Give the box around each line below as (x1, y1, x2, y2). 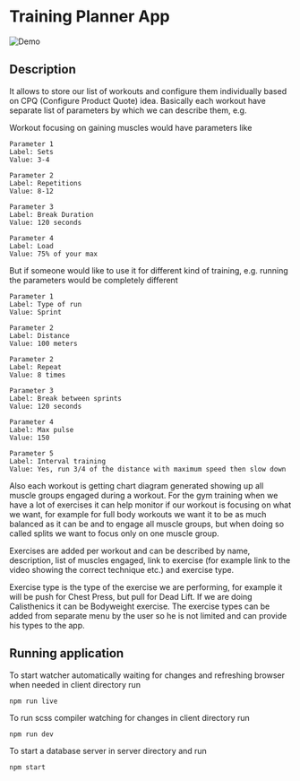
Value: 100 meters (9, 339, 78, 348)
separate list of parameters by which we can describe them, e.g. (9, 105, 247, 116)
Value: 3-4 (9, 155, 50, 164)
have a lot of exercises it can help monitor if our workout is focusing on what (9, 499, 292, 510)
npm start (9, 762, 47, 772)
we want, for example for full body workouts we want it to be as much (9, 508, 267, 519)
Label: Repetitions (9, 178, 82, 187)
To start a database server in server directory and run (9, 745, 208, 756)
